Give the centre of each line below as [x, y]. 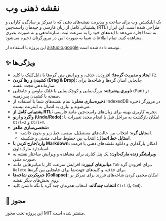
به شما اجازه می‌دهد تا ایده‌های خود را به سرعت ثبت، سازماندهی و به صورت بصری [81, 32]
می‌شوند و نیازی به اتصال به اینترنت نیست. [52, 106]
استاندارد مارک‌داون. [31, 148]
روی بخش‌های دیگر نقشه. [36, 180]
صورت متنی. [24, 159]
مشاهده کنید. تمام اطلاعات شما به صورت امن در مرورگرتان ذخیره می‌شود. [74, 38]
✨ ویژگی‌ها [20, 63]
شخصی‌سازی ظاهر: [31, 127]
